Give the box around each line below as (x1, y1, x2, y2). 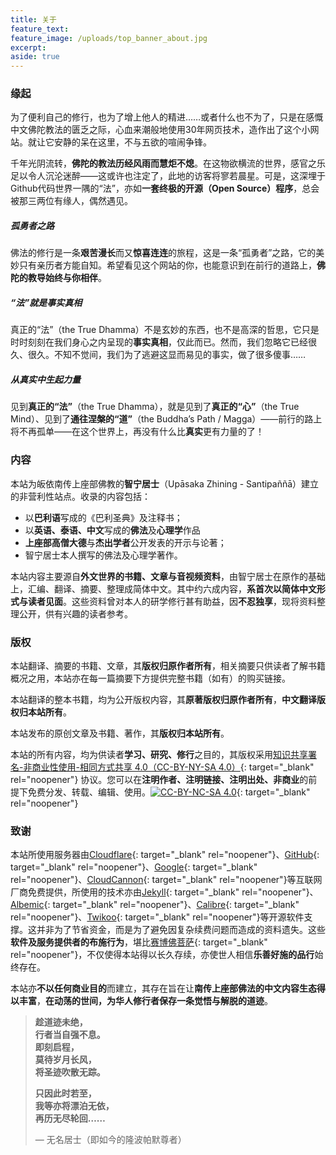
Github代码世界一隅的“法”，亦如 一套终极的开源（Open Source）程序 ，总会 (10, 182, 320, 195)
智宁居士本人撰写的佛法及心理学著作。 (24, 549, 183, 561)
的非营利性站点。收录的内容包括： (10, 490, 151, 502)
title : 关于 (10, 14, 57, 25)
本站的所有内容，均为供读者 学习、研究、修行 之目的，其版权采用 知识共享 (10, 748, 308, 760)
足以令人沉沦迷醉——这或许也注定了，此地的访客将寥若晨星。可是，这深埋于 (10, 170, 326, 182)
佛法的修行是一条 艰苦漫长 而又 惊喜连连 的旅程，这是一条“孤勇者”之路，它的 (10, 247, 317, 259)
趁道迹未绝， (34, 1016, 88, 1028)
